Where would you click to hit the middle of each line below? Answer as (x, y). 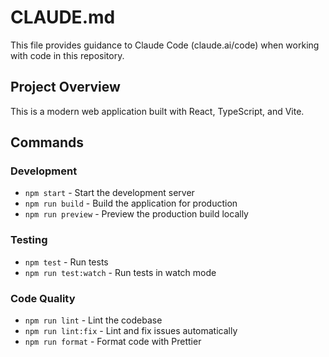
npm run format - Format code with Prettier (113, 342)
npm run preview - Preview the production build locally (136, 214)
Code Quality (43, 298)
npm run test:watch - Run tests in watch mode (120, 272)
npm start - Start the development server (109, 193)
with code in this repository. (67, 55)
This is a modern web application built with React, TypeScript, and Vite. (157, 111)
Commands (47, 142)
